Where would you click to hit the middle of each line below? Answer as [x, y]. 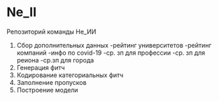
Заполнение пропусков [51, 82]
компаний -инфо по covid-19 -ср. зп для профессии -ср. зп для [111, 53]
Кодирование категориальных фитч [70, 75]
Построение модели [47, 90]
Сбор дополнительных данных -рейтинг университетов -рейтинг [114, 45]
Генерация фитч [41, 67]
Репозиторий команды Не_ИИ [51, 32]
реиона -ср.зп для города [55, 60]
